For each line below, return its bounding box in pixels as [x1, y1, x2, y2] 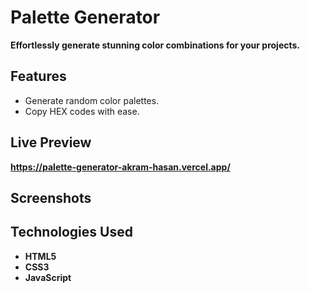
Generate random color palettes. [24, 94, 160, 106]
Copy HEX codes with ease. [24, 105, 140, 117]
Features [10, 68, 67, 85]
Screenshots [10, 189, 92, 206]
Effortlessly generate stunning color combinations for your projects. [10, 39, 301, 51]
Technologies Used [10, 224, 133, 241]
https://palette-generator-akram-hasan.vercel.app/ [10, 161, 231, 173]
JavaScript [24, 271, 72, 283]
